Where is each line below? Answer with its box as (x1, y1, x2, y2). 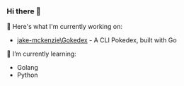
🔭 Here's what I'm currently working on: (6, 23, 123, 31)
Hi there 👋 (6, 6, 42, 16)
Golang (16, 63, 38, 72)
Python (16, 70, 38, 80)
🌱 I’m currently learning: (6, 49, 77, 59)
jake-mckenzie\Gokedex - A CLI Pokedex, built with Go (16, 36, 178, 44)
